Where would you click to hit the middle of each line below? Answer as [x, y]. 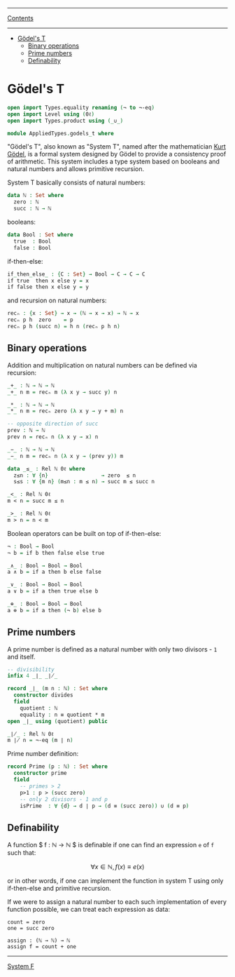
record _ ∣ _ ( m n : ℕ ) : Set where [58, 689]
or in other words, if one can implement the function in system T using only [115, 881]
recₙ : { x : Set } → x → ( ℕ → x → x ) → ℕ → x [73, 314]
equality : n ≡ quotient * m [62, 715]
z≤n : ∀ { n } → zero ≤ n [75, 475]
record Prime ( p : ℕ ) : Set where [58, 767]
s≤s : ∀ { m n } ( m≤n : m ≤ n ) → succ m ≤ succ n [84, 482]
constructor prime [41, 773]
